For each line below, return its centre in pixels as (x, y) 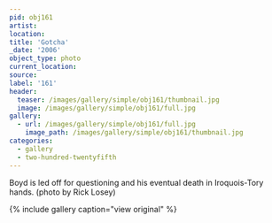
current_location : (43, 67)
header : (23, 91)
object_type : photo (45, 58)
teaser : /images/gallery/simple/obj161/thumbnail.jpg (118, 100)
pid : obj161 (31, 17)
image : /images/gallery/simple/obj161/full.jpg (107, 108)
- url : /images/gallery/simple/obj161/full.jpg (107, 125)
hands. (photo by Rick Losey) (63, 192)
